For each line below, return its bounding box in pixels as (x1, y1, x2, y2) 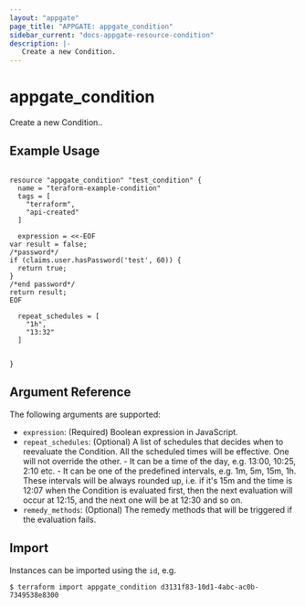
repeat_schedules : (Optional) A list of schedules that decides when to (22, 436, 284, 447)
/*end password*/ (9, 280, 76, 289)
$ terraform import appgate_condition (9, 582, 157, 591)
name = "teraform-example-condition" (17, 184, 162, 193)
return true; (17, 263, 68, 272)
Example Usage (9, 144, 100, 159)
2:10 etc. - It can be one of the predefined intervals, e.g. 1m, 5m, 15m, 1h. (22, 465, 297, 476)
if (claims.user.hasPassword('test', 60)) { (9, 255, 182, 265)
